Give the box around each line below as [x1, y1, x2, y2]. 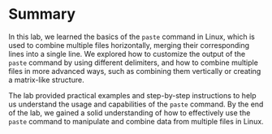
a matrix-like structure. [8, 75, 84, 84]
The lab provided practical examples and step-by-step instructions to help [8, 90, 257, 100]
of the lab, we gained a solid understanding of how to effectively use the [8, 107, 251, 118]
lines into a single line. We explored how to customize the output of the [8, 49, 246, 58]
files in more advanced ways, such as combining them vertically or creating [8, 66, 261, 76]
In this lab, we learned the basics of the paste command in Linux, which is [8, 32, 256, 41]
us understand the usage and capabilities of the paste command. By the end [8, 99, 264, 109]
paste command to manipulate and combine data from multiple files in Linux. [8, 116, 264, 126]
